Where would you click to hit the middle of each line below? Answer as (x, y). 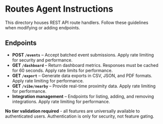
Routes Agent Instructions (59, 9)
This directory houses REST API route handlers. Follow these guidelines (77, 22)
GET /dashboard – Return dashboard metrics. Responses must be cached (85, 65)
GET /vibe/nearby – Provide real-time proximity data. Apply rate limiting (84, 86)
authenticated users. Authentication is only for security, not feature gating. (80, 116)
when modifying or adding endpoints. (43, 27)
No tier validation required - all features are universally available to (72, 111)
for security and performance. (42, 60)
